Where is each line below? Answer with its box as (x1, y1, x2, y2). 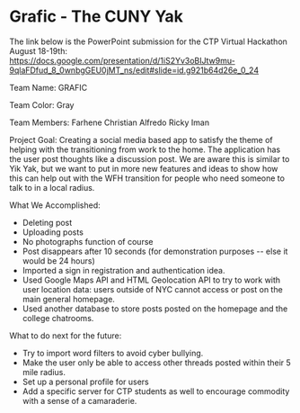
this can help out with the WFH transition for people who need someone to (9, 173, 286, 184)
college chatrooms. (22, 312, 94, 323)
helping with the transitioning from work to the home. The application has (9, 144, 281, 155)
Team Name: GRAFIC (9, 82, 88, 93)
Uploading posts (22, 227, 84, 238)
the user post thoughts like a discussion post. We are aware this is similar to (9, 153, 290, 164)
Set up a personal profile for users (22, 376, 150, 387)
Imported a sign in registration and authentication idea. (22, 265, 225, 275)
